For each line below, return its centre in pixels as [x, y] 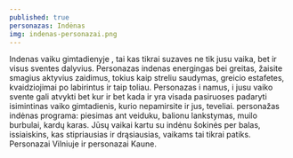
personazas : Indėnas [48, 26]
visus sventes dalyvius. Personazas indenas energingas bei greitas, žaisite [146, 68]
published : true [39, 17]
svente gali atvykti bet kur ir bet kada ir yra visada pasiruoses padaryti [138, 97]
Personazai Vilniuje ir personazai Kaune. [83, 144]
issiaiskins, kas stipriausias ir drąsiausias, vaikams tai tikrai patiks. [130, 135]
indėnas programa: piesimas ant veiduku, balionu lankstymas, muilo [134, 115]
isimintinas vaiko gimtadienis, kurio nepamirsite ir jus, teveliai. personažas [145, 107]
